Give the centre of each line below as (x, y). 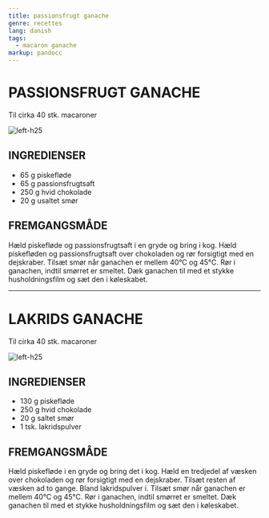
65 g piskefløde (46, 175)
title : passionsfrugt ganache (59, 16)
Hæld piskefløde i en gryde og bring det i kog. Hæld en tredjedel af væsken (133, 471)
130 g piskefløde (47, 401)
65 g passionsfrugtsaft (57, 183)
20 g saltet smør (47, 419)
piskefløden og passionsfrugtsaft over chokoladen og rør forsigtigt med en (131, 253)
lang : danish (30, 30)
